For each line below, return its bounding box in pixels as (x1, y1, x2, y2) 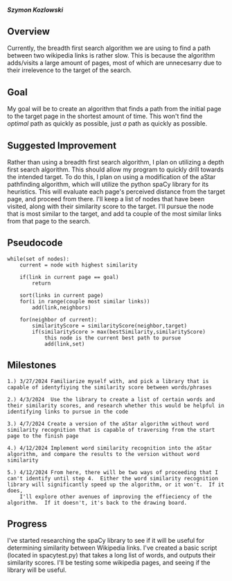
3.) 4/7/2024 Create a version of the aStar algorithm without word (7, 420, 209, 427)
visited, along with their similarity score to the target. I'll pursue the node (7, 202, 214, 211)
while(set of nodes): (7, 255, 70, 262)
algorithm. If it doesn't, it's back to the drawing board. (7, 499, 188, 506)
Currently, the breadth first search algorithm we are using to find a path (7, 44, 211, 52)
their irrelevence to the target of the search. (7, 66, 132, 74)
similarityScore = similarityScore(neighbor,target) (32, 322, 188, 329)
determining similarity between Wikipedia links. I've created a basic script (7, 544, 217, 552)
